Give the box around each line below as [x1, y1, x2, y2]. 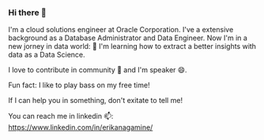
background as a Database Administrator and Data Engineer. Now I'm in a [8, 33, 247, 42]
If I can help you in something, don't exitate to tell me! [8, 96, 183, 105]
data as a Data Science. [8, 50, 85, 60]
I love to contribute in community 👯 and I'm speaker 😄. [8, 65, 187, 75]
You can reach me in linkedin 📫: [8, 112, 114, 121]
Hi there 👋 [8, 7, 47, 18]
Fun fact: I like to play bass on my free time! [8, 80, 150, 90]
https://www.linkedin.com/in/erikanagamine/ [8, 123, 153, 132]
